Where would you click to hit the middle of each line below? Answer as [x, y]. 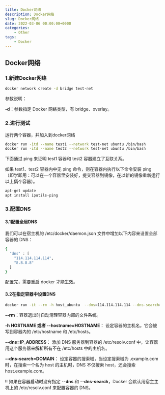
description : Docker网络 [30, 14]
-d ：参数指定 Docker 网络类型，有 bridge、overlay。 [58, 109]
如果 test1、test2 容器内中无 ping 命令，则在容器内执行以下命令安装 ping [78, 169]
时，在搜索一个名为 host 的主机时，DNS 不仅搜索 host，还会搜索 [70, 364]
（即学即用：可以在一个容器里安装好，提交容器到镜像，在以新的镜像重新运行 [82, 175]
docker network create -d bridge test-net [49, 89]
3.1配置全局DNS [21, 222]
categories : [17, 28]
